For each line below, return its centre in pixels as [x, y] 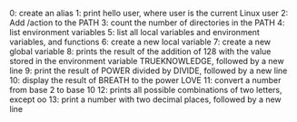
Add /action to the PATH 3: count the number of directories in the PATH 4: [147, 23]
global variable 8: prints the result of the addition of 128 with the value [140, 52]
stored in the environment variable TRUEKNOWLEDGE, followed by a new [147, 61]
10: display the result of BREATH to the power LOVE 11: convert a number [145, 80]
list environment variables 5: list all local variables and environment [135, 32]
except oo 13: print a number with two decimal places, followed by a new [145, 99]
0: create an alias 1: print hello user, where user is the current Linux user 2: [149, 13]
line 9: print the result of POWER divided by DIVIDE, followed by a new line [148, 70]
